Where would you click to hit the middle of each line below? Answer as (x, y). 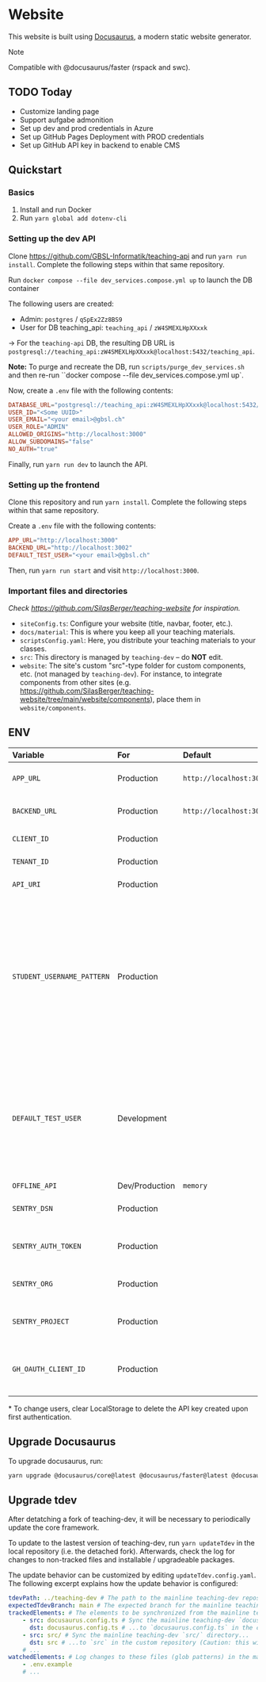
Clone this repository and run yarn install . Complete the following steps (127, 502)
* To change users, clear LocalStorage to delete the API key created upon (128, 1408)
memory (195, 1186)
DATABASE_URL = (32, 405)
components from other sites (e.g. (75, 683)
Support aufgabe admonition (66, 120)
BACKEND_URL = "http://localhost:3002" (70, 548)
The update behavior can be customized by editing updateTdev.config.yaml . (132, 1575)
